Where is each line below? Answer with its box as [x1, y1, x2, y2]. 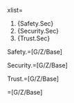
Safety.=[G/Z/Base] [7, 48, 63, 56]
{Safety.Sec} [17, 19, 54, 27]
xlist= [7, 6, 23, 14]
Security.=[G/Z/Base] [7, 61, 68, 69]
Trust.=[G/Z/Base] [7, 74, 59, 83]
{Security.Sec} [17, 27, 59, 35]
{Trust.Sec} [17, 34, 50, 42]
